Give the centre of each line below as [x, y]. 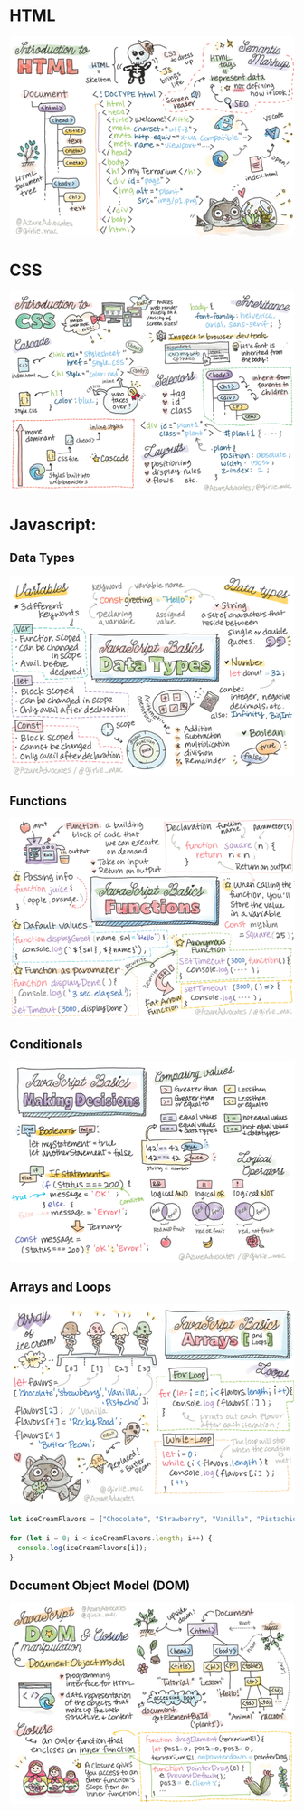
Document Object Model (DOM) [100, 1586]
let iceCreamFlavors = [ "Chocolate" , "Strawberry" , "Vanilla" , [131, 1520]
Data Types [42, 558]
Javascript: [53, 524]
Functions [38, 801]
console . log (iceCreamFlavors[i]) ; [82, 1549]
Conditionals [46, 1044]
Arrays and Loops [60, 1287]
